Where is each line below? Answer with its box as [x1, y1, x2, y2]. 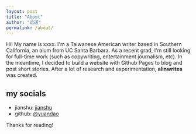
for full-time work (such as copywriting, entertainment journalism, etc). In [6, 53, 183, 60]
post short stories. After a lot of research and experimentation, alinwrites [6, 65, 183, 73]
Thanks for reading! [6, 122, 54, 129]
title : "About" [6, 14, 43, 20]
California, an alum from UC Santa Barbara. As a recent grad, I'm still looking [6, 47, 191, 54]
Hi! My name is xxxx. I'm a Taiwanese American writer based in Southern [6, 41, 183, 48]
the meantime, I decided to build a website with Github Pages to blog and [6, 59, 183, 66]
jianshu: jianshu [14, 104, 53, 111]
